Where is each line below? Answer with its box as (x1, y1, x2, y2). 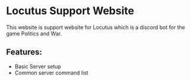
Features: (6, 47, 43, 57)
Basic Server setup (14, 63, 61, 70)
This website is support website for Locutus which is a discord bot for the (6, 24, 185, 31)
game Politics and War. (6, 30, 62, 37)
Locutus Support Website (6, 4, 134, 18)
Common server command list (14, 69, 89, 76)
